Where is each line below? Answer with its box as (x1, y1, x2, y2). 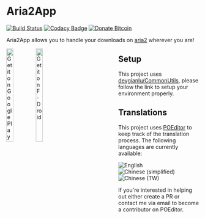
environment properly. (118, 90, 174, 97)
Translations (118, 107, 167, 118)
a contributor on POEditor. (118, 206, 184, 213)
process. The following (118, 136, 176, 144)
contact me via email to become (118, 199, 199, 206)
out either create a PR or (118, 192, 180, 200)
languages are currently (118, 143, 179, 150)
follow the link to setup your (118, 83, 188, 90)
